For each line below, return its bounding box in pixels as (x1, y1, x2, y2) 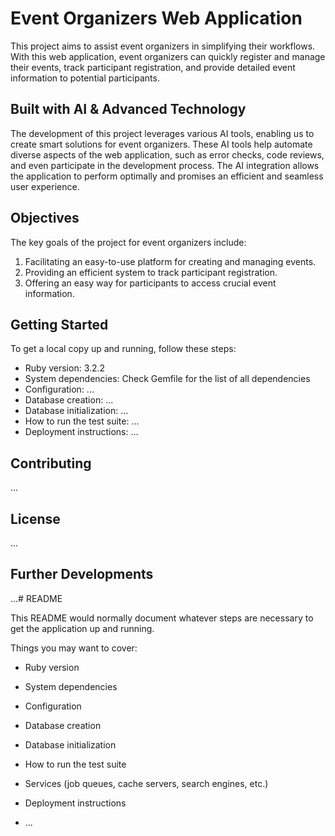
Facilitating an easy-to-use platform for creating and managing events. (24, 255, 317, 267)
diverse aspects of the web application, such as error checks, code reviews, (10, 148, 325, 161)
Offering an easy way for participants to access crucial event (24, 277, 277, 289)
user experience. (10, 180, 80, 192)
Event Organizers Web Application (10, 7, 303, 30)
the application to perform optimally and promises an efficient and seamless (10, 170, 324, 182)
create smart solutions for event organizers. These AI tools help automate (10, 138, 313, 150)
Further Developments (10, 566, 154, 583)
